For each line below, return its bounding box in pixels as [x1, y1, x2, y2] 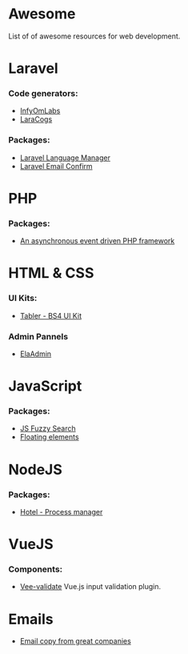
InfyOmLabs [19, 106, 61, 116]
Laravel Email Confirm [19, 161, 94, 171]
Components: [8, 564, 63, 575]
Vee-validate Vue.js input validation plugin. [19, 582, 162, 592]
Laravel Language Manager [19, 153, 110, 162]
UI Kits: [8, 293, 38, 304]
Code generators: [8, 88, 78, 99]
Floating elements [19, 432, 79, 442]
